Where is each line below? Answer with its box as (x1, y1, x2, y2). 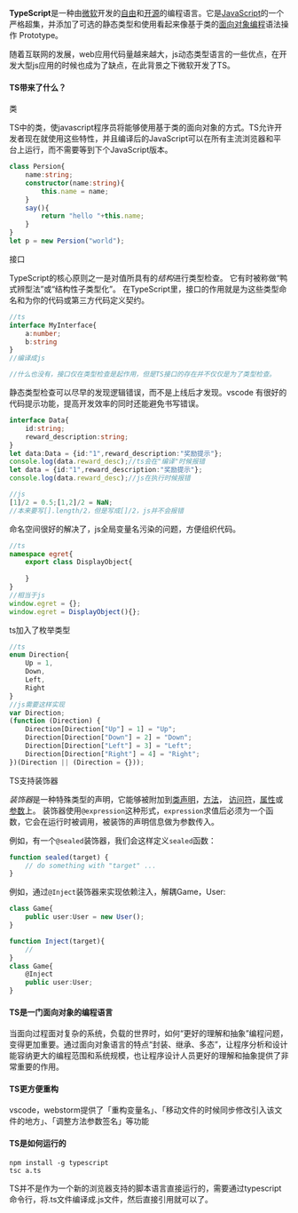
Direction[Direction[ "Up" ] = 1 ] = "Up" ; (25, 725, 176, 734)
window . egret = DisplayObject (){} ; (9, 607, 141, 616)
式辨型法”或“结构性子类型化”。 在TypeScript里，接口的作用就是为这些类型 (9, 283, 279, 294)
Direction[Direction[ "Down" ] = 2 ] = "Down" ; (25, 733, 192, 742)
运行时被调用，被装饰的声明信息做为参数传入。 (47, 816, 219, 826)
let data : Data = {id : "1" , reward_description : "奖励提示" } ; (9, 449, 223, 458)
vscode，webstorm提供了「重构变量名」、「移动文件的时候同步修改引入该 (9, 1105, 275, 1115)
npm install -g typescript (9, 1158, 109, 1167)
